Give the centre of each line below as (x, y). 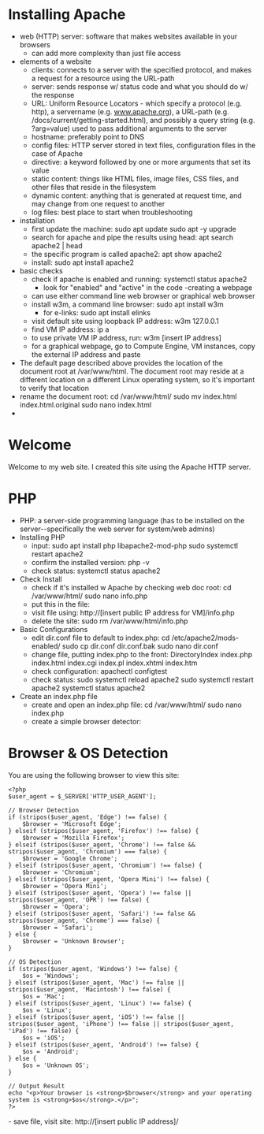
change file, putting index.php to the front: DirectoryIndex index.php (142, 654)
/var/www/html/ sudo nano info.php (89, 596)
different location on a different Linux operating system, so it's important (137, 379)
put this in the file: (61, 604)
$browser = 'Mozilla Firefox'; (74, 838)
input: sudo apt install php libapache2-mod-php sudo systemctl (135, 545)
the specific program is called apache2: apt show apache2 (126, 254)
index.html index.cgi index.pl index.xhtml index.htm (114, 663)
